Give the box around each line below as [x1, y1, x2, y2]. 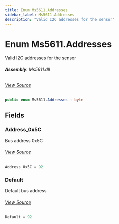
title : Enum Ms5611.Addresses [5, 7, 68, 13]
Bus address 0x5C [5, 137, 43, 143]
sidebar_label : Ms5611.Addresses [5, 12, 75, 17]
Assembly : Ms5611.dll [5, 66, 50, 72]
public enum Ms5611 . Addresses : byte [5, 97, 84, 103]
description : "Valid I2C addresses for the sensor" [5, 17, 115, 22]
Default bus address [5, 188, 47, 194]
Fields [5, 111, 25, 120]
